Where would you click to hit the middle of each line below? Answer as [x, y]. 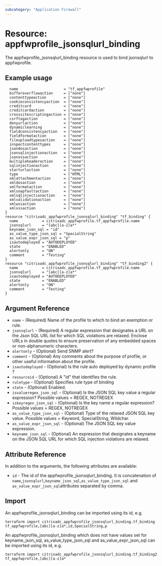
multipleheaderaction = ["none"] [48, 162]
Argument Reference [37, 308]
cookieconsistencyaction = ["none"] [48, 102]
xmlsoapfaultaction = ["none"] [48, 191]
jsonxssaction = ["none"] [48, 157]
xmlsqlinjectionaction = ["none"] [48, 196]
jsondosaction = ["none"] [48, 149]
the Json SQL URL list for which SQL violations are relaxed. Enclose [79, 336]
